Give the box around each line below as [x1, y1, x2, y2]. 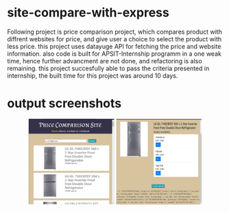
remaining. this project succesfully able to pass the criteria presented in [7, 64, 210, 72]
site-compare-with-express [7, 5, 169, 21]
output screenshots [7, 96, 122, 112]
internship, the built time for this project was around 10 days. [7, 71, 178, 80]
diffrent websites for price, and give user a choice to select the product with [7, 34, 222, 43]
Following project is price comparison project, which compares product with [7, 28, 223, 36]
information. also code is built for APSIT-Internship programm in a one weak [7, 50, 221, 58]
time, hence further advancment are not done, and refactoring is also [7, 56, 202, 65]
